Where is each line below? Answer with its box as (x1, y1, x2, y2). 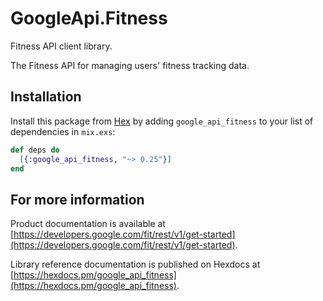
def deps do (10, 145, 60, 155)
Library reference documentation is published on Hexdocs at (10, 258, 261, 271)
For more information (10, 191, 145, 208)
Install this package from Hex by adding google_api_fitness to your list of (10, 115, 314, 127)
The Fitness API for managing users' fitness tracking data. (10, 59, 250, 71)
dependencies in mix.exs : (10, 125, 116, 137)
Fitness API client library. (10, 40, 113, 52)
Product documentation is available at (10, 218, 166, 230)
